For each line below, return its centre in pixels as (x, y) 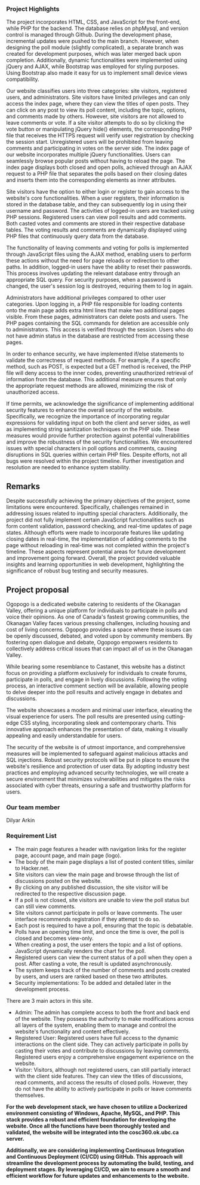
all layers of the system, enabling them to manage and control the (95, 1025)
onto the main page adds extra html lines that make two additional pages (96, 310)
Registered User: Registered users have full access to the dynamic (97, 1038)
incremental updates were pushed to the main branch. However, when (93, 41)
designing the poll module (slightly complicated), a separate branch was (95, 47)
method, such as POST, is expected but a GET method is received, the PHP (99, 367)
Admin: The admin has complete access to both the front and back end (102, 1012)
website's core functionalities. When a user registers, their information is (96, 198)
